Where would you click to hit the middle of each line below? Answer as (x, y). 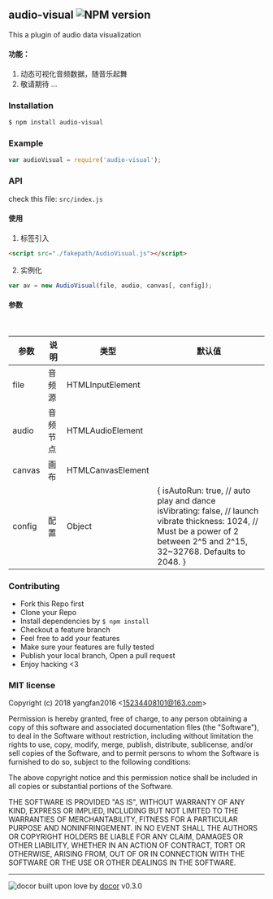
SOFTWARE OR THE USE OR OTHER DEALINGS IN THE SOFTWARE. (122, 862)
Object (79, 526)
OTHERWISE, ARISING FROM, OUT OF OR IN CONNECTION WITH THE (127, 854)
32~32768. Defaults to (201, 552)
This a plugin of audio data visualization (75, 34)
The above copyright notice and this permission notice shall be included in (133, 778)
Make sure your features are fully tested (87, 647)
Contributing (34, 586)
